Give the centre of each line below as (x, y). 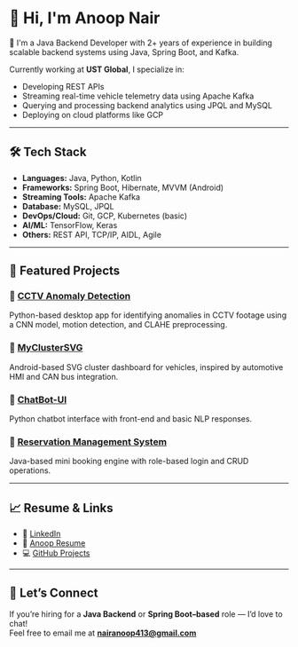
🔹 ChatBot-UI (38, 399)
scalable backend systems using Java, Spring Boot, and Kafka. (124, 51)
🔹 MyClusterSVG (46, 348)
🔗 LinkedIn (41, 534)
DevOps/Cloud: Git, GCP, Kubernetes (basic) (105, 216)
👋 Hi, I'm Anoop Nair (85, 18)
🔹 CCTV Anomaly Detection (70, 296)
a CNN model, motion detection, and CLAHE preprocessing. (118, 325)
